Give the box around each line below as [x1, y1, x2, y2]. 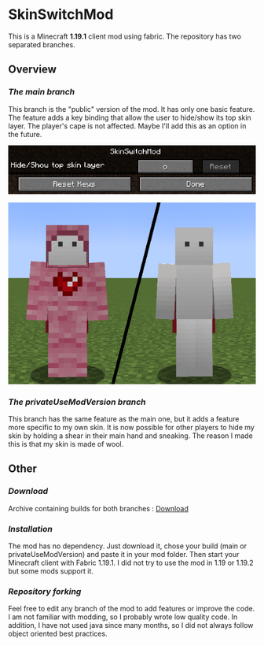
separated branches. [8, 39, 76, 49]
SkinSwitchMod [8, 6, 114, 24]
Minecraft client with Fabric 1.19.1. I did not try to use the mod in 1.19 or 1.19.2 [8, 558, 254, 567]
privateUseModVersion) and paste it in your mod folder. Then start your [8, 549, 240, 559]
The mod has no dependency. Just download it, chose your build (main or [8, 541, 247, 551]
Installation [8, 523, 53, 534]
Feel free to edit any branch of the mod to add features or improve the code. [8, 604, 255, 614]
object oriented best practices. [8, 629, 108, 639]
